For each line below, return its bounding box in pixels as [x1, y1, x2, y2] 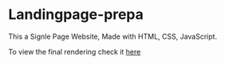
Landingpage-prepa [8, 6, 144, 24]
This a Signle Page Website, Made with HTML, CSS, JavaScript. [8, 32, 218, 41]
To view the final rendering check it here [8, 47, 141, 56]
